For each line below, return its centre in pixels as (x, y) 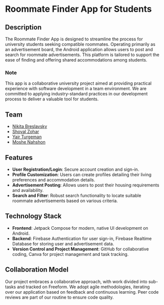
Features (19, 158)
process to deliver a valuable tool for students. (52, 99)
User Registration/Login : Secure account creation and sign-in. (76, 169)
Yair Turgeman (27, 137)
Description (23, 27)
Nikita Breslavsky (30, 126)
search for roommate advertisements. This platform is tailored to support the (82, 55)
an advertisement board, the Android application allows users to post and (79, 49)
